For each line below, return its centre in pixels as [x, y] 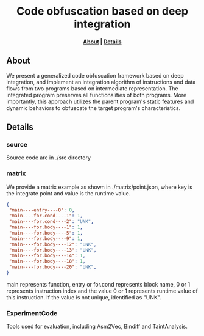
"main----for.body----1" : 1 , [46, 227]
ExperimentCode [32, 313]
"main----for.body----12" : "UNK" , [53, 244]
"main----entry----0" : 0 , [42, 210]
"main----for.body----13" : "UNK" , [53, 250]
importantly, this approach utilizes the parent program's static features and [100, 101]
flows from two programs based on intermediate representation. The [92, 88]
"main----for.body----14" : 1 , [47, 256]
